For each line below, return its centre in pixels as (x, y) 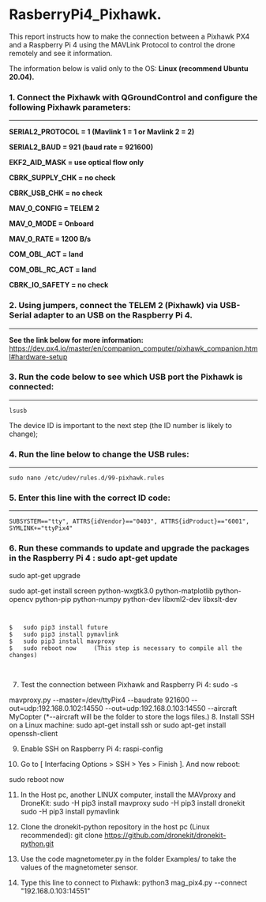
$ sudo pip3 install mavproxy (62, 641)
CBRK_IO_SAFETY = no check (59, 285)
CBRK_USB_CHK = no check (56, 193)
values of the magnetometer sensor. (79, 867)
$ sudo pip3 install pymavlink (64, 634)
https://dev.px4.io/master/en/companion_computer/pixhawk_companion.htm (133, 348)
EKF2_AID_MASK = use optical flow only (77, 163)
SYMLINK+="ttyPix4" (41, 528)
